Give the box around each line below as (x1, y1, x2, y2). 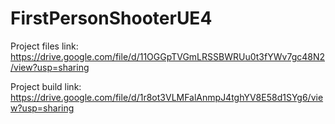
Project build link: (10, 80, 82, 92)
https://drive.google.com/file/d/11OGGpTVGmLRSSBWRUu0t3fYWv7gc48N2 (10, 50, 326, 62)
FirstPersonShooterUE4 (10, 7, 213, 30)
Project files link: (10, 40, 79, 52)
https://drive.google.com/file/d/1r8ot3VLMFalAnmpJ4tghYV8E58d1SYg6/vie (10, 91, 324, 103)
